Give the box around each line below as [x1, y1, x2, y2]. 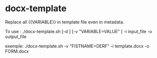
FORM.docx [5, 48, 29, 54]
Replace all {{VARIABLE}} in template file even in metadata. [5, 19, 124, 25]
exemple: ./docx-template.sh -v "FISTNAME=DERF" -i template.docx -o [5, 43, 150, 49]
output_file [5, 34, 27, 39]
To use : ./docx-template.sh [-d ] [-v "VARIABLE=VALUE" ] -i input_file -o [5, 28, 152, 34]
